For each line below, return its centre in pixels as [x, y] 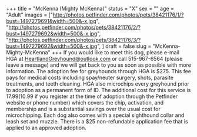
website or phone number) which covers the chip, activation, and [85, 102]
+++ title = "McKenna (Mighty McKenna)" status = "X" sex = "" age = [90, 9]
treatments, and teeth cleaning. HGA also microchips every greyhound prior [98, 84]
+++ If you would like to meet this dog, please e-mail [116, 52]
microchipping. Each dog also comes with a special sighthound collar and [95, 115]
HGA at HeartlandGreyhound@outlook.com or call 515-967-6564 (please [94, 59]
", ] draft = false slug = [124, 46]
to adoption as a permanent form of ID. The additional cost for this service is [98, 90]
